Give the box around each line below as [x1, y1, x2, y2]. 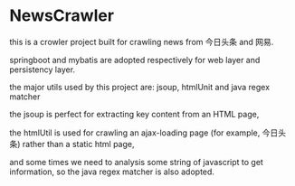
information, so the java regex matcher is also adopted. [9, 166, 215, 177]
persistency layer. [9, 64, 75, 75]
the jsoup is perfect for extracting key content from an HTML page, [9, 108, 260, 119]
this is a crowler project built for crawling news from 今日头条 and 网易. [9, 36, 274, 47]
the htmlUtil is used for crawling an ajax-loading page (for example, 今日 [9, 127, 279, 138]
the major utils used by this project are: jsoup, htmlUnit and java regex [9, 81, 270, 92]
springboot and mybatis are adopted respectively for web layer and [9, 54, 261, 65]
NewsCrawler [9, 5, 115, 26]
